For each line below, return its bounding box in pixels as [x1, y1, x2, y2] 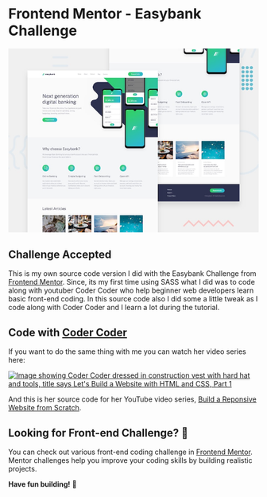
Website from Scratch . [8, 403, 82, 413]
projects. [8, 464, 37, 473]
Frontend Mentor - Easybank [8, 5, 202, 23]
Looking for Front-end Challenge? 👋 [8, 426, 189, 440]
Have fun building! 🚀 [8, 479, 77, 489]
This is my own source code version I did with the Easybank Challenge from [8, 269, 257, 278]
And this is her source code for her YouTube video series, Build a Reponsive [8, 394, 257, 404]
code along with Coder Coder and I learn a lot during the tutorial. [8, 303, 220, 313]
